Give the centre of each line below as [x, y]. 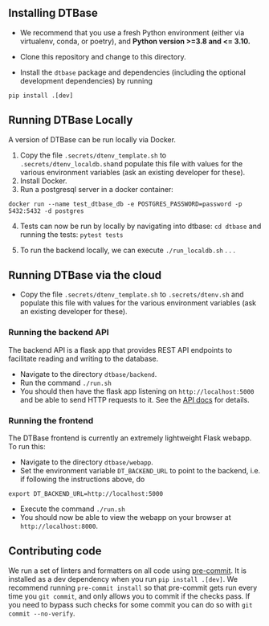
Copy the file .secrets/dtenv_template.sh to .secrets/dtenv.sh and [132, 295]
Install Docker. [43, 181]
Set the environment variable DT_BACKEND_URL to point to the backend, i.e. [140, 471]
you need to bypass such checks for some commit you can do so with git [130, 604]
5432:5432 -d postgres [46, 211]
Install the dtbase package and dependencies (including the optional [133, 72]
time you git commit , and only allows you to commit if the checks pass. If [129, 596]
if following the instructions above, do [82, 479]
